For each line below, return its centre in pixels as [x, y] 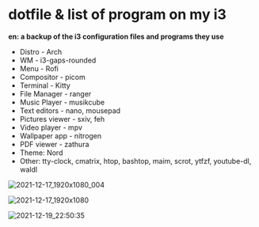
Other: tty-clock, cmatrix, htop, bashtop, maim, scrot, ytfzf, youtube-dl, [135, 161]
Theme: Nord [41, 153]
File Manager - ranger [55, 93]
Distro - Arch [40, 51]
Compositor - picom [52, 77]
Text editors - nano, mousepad [70, 110]
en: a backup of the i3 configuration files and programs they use [116, 36]
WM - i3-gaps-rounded [58, 60]
